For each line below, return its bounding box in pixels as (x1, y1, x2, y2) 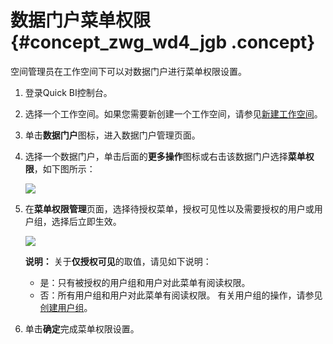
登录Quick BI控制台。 (24, 86, 113, 98)
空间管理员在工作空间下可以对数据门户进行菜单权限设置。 (10, 65, 247, 77)
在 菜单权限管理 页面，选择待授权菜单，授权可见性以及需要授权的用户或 (24, 202, 315, 215)
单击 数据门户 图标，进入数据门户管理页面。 (24, 129, 201, 141)
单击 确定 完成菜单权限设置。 (24, 322, 140, 335)
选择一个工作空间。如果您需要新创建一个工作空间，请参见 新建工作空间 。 (24, 107, 323, 120)
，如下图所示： (33, 162, 96, 175)
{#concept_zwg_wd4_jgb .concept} (10, 31, 316, 54)
